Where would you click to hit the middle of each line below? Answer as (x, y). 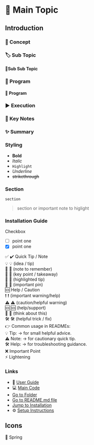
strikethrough (26, 176)
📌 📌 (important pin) (24, 285)
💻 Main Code (26, 387)
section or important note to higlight (53, 208)
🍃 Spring (14, 437)
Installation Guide (26, 221)
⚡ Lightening (18, 357)
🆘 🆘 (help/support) (26, 308)
